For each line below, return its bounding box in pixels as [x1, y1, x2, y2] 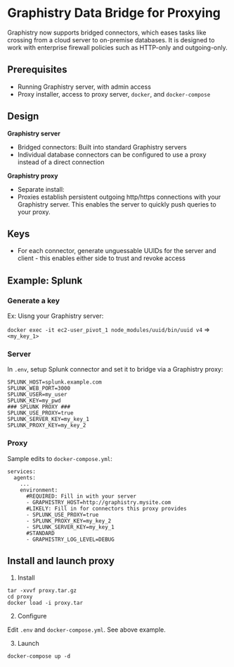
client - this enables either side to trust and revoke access [17, 254, 186, 262]
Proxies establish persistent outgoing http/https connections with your [17, 192, 221, 201]
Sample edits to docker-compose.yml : [7, 454, 112, 463]
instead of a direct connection [17, 157, 105, 166]
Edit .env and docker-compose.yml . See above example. [7, 625, 167, 634]
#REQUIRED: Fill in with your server [25, 492, 137, 500]
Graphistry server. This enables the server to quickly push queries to [17, 200, 216, 209]
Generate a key [7, 295, 60, 305]
